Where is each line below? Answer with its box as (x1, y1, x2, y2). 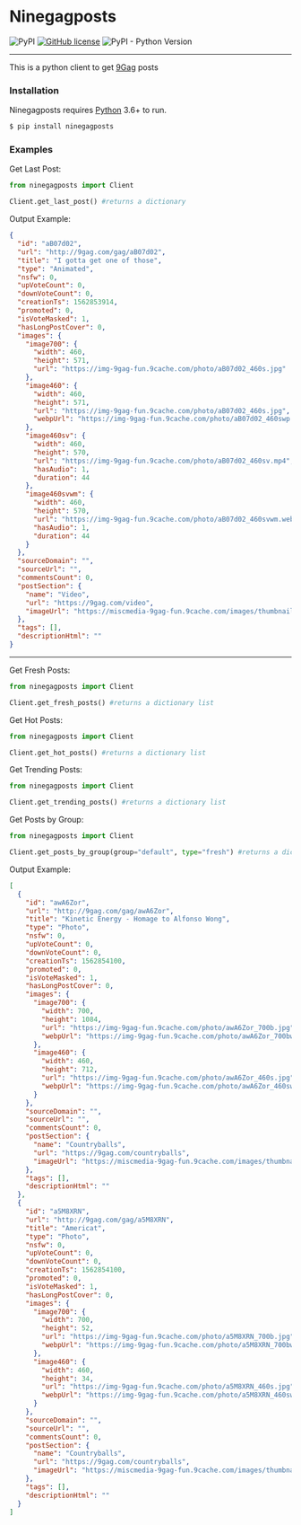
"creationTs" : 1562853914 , (17, 298, 118, 307)
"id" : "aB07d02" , (17, 240, 82, 249)
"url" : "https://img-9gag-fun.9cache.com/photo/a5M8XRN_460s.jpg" (41, 1382, 295, 1391)
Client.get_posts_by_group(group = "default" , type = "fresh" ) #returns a (9, 848, 279, 857)
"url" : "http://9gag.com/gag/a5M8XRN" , (25, 1215, 175, 1224)
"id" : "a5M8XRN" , (25, 1207, 90, 1216)
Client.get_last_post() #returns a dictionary (9, 198, 186, 207)
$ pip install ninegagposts (9, 122, 115, 131)
